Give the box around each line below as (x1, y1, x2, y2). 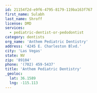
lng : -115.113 (9, 80, 38, 85)
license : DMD (5, 21, 32, 26)
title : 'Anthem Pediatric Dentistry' (5, 67, 82, 72)
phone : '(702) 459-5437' (5, 62, 56, 67)
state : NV (5, 53, 25, 58)
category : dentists (5, 35, 45, 40)
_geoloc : (5, 71, 23, 76)
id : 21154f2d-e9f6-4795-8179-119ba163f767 (5, 7, 93, 12)
